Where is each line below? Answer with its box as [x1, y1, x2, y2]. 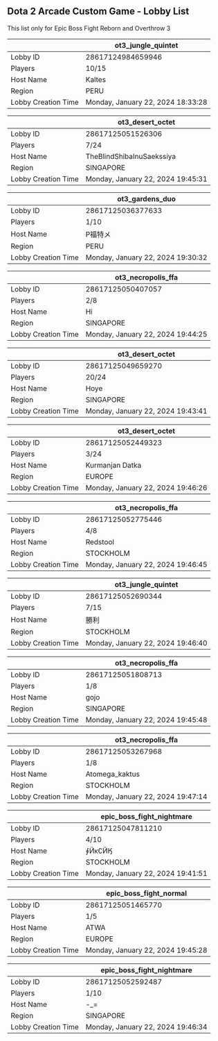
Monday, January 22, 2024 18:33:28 [85, 97, 208, 107]
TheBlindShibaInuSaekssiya [85, 151, 176, 161]
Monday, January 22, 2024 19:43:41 [85, 406, 208, 416]
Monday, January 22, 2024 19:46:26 [85, 482, 208, 492]
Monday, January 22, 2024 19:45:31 [85, 173, 208, 183]
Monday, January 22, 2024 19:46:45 [85, 559, 208, 569]
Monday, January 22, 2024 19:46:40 [85, 638, 208, 648]
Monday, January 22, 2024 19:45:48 [85, 715, 208, 725]
